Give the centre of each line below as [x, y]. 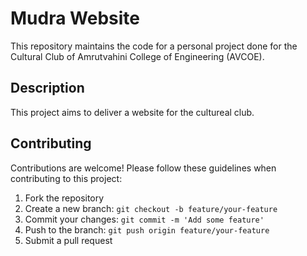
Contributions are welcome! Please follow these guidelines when [143, 168]
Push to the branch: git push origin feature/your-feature [147, 229]
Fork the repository [64, 198]
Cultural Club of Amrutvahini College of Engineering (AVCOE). [137, 56]
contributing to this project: [66, 178]
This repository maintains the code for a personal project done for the [154, 46]
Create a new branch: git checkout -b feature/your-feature [151, 208]
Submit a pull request [68, 240]
